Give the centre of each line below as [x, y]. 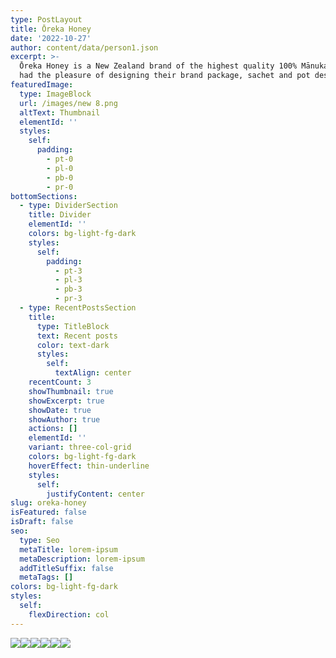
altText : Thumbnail [60, 112]
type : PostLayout [46, 19]
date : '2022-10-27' [51, 38]
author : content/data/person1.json [84, 47]
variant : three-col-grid [80, 447]
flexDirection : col [69, 614]
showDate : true [60, 410]
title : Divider [60, 215]
